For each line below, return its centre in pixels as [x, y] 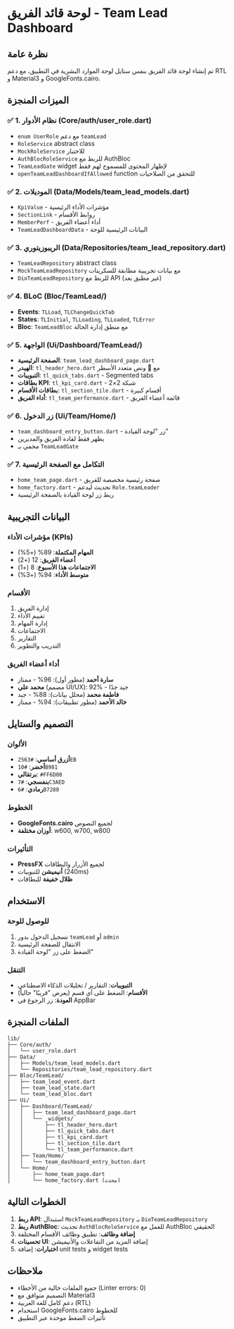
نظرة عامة [28, 54]
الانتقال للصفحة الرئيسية [49, 944]
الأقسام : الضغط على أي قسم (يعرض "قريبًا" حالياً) [82, 993]
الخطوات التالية [37, 1202]
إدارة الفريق [33, 608]
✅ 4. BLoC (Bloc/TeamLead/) [57, 296]
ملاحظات [25, 1271]
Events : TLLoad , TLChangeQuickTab [66, 311]
